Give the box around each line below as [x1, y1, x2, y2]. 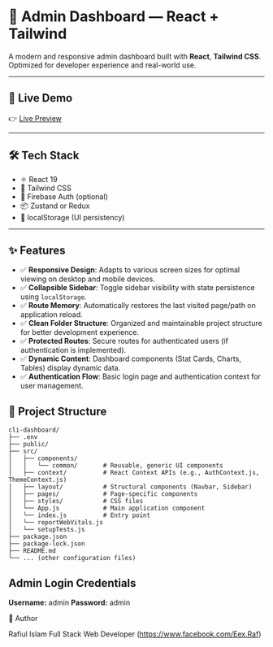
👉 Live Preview [8, 113, 63, 123]
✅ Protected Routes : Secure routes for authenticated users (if [19, 337, 229, 346]
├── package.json [8, 532, 67, 541]
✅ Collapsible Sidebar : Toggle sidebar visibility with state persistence [19, 283, 255, 293]
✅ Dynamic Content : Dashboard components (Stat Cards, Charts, [19, 354, 242, 364]
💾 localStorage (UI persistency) [19, 212, 125, 222]
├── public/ [8, 441, 49, 449]
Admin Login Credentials [8, 576, 136, 590]
